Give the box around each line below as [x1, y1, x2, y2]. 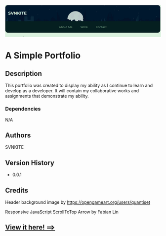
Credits [5, 186, 29, 194]
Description [5, 69, 42, 78]
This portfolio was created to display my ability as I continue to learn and [5, 82, 153, 89]
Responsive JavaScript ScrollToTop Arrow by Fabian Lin [5, 209, 119, 215]
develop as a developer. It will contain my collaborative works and [5, 88, 139, 94]
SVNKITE [5, 144, 24, 150]
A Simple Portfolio [5, 50, 81, 61]
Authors [5, 131, 31, 140]
